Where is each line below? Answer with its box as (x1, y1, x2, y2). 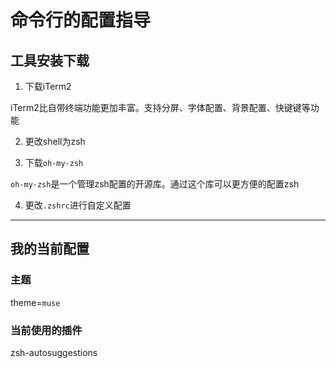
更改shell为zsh (24, 136, 86, 147)
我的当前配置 (10, 241, 90, 258)
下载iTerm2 (24, 81, 72, 92)
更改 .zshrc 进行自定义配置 (24, 199, 132, 211)
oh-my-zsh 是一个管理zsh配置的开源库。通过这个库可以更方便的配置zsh (10, 178, 300, 190)
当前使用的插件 (10, 323, 83, 337)
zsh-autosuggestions (10, 346, 98, 358)
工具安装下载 (10, 52, 90, 69)
